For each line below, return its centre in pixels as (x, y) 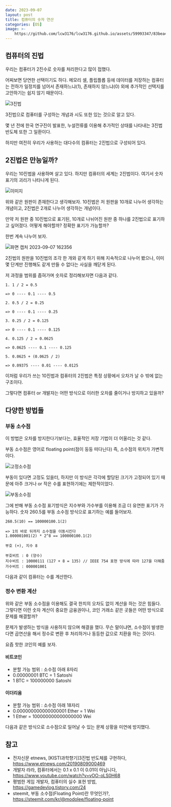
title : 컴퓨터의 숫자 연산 (30, 19)
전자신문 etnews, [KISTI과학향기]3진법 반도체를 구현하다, (69, 758)
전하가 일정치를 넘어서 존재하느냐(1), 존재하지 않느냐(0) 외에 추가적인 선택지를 (87, 86)
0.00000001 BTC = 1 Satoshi (42, 675)
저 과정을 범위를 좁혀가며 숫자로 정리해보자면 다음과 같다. (62, 275)
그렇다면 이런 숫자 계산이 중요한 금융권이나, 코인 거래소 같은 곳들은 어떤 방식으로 (85, 610)
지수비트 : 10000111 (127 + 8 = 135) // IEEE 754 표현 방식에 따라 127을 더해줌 (85, 561)
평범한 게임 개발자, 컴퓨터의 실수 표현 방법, (55, 781)
